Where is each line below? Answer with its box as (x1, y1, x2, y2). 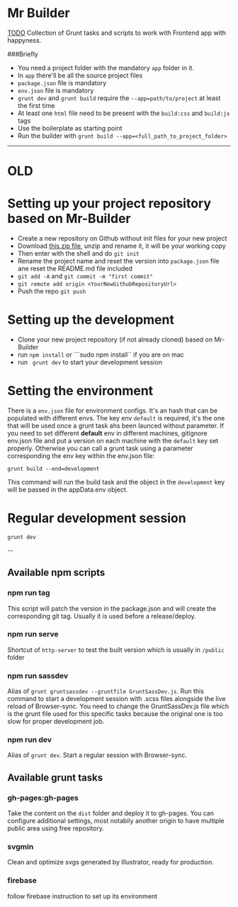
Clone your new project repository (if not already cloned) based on (17, 335, 213, 344)
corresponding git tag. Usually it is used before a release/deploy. (7, 612, 196, 620)
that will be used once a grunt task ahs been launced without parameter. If (7, 421, 225, 430)
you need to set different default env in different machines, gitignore (7, 428, 208, 438)
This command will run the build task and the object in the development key (7, 477, 225, 486)
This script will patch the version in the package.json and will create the (7, 604, 217, 612)
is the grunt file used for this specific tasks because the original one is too (7, 710, 223, 718)
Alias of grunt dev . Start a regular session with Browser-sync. (7, 751, 188, 759)
